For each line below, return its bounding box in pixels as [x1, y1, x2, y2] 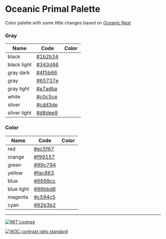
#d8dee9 [36, 110, 58, 117]
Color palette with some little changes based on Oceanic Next [5, 20, 131, 26]
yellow [7, 169, 23, 176]
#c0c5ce [36, 93, 58, 100]
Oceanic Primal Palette [5, 3, 100, 15]
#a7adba [36, 85, 58, 92]
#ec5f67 [34, 145, 54, 152]
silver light [7, 110, 32, 117]
